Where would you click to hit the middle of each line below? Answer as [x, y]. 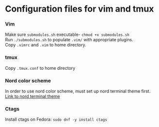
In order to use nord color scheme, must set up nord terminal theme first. [78, 91]
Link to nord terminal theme [32, 96]
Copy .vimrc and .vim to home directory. [46, 45]
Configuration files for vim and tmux [79, 9]
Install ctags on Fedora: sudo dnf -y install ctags [56, 119]
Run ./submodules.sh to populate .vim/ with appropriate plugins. [69, 40]
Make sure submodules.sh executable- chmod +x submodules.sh [67, 34]
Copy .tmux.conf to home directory [40, 68]
